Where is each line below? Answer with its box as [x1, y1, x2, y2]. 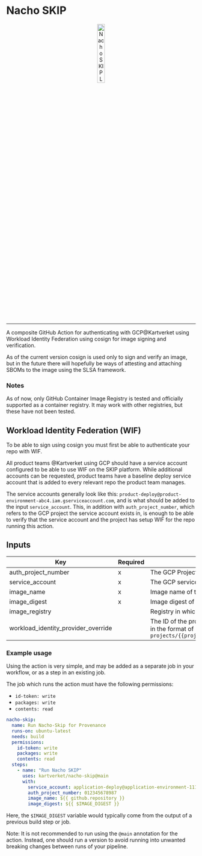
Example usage [6, 648, 52, 657]
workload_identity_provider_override [9, 624, 112, 632]
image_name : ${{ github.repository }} [28, 795, 125, 802]
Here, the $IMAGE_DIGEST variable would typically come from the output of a [6, 812, 192, 819]
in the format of [150, 624, 194, 633]
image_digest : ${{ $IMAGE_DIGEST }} [28, 801, 120, 807]
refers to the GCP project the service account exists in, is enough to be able [6, 509, 194, 517]
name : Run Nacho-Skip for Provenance [11, 723, 106, 729]
